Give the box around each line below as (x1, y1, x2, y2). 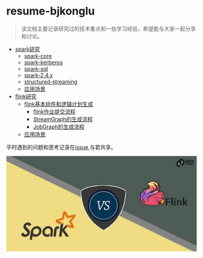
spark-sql (24, 65, 48, 72)
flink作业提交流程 (33, 108, 76, 115)
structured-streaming (24, 78, 77, 85)
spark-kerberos (24, 59, 63, 66)
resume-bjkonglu (6, 4, 95, 18)
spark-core (24, 52, 53, 59)
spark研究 (14, 45, 40, 53)
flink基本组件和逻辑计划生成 (24, 100, 94, 107)
